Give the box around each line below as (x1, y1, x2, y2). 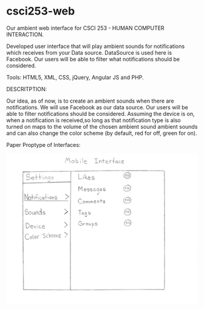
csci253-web (6, 4, 75, 18)
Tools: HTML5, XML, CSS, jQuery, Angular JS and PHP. (6, 73, 144, 81)
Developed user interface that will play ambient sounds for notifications (6, 42, 185, 50)
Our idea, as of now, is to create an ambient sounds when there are (6, 97, 174, 104)
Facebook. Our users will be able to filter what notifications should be (6, 55, 180, 63)
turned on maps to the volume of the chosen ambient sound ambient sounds (6, 123, 198, 130)
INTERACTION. (6, 30, 44, 38)
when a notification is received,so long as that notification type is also (6, 117, 181, 124)
